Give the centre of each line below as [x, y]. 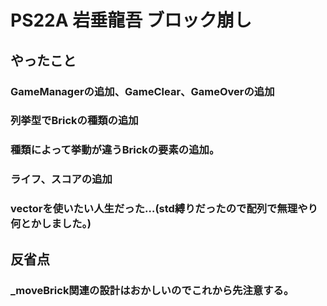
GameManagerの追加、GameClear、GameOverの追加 [142, 91]
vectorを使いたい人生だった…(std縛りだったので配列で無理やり [164, 209]
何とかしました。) [51, 224]
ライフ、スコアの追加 [61, 179]
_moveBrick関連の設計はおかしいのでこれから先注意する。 [152, 290]
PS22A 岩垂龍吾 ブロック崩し [131, 20]
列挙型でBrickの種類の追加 [74, 121]
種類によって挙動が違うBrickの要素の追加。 [115, 150]
